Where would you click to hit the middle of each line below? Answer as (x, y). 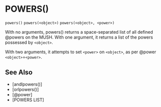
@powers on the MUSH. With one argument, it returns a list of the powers (79, 37)
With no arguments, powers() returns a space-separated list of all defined (79, 32)
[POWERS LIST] (28, 100)
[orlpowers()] (25, 89)
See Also (19, 73)
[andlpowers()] (27, 84)
